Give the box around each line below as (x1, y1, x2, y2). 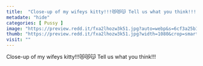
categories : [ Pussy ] (6, 20, 63, 26)
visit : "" (6, 37, 31, 43)
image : (6, 25, 23, 32)
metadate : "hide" (6, 14, 50, 20)
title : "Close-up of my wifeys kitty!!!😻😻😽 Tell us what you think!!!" (6, 8, 199, 15)
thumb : (6, 31, 23, 37)
